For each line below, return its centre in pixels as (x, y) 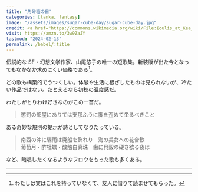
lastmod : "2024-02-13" (34, 39)
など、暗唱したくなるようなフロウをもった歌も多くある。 (76, 159)
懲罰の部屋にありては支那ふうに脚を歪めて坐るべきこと (88, 114)
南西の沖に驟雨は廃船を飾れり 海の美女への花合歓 (82, 140)
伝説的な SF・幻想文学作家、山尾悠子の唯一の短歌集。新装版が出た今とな (95, 62)
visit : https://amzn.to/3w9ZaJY (46, 34)
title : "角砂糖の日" (29, 11)
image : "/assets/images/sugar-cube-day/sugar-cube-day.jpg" (82, 22)
